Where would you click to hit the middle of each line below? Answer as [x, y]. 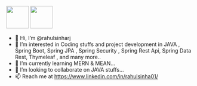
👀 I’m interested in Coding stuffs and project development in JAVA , [97, 44]
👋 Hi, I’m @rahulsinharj [43, 38]
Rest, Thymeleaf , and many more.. [58, 57]
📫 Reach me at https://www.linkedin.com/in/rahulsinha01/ [86, 76]
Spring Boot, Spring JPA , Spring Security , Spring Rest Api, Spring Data [103, 50]
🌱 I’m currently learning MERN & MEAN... [65, 63]
